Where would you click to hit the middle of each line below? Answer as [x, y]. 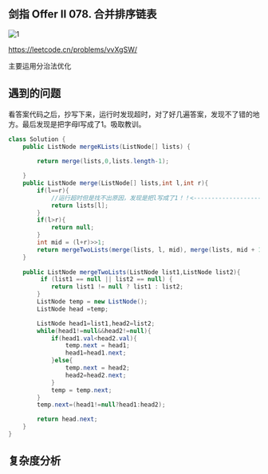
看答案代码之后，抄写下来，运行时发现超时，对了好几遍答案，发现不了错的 [130, 114]
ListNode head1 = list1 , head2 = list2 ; [96, 323]
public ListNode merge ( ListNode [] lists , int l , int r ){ [116, 183]
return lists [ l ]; [80, 206]
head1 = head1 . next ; [96, 353]
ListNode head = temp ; [73, 309]
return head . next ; [67, 419]
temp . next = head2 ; [97, 368]
